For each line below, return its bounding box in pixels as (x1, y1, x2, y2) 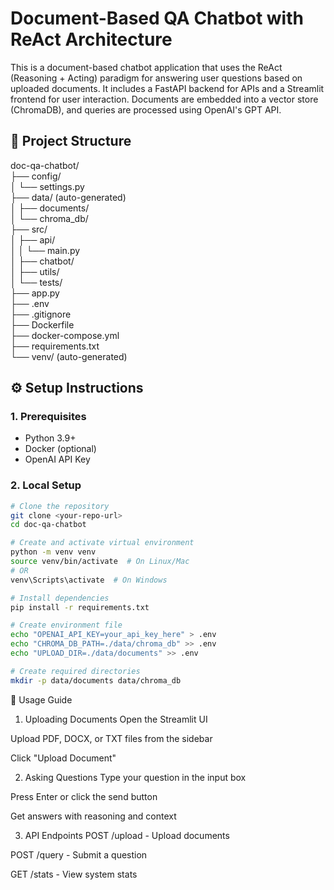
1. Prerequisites (10, 410, 87, 424)
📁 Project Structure (10, 133, 132, 150)
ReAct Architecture (10, 28, 173, 51)
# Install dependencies (10, 593, 110, 603)
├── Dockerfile (10, 318, 75, 331)
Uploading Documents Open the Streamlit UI (24, 713, 208, 725)
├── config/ (10, 170, 62, 182)
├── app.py (10, 287, 60, 299)
